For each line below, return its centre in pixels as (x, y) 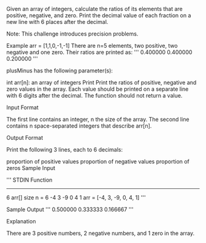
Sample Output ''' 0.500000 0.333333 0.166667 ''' (70, 209)
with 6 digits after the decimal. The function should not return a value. (94, 95)
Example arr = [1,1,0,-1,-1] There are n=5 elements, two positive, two (92, 46)
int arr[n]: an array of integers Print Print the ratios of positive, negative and (101, 83)
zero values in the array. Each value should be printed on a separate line (97, 89)
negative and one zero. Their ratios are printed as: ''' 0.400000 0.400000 (99, 52)
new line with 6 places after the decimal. (57, 22)
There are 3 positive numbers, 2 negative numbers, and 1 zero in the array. (101, 233)
